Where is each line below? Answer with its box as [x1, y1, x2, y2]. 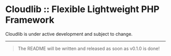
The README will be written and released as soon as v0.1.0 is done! [17, 45, 160, 51]
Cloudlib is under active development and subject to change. [5, 31, 133, 37]
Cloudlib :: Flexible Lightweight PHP [5, 4, 160, 15]
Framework [5, 14, 54, 26]
